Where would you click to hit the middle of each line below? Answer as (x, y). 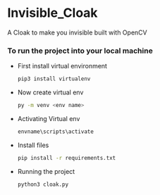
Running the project (46, 171)
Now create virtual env (50, 92)
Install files (33, 145)
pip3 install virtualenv (54, 79)
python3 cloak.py (43, 184)
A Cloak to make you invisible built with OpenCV (77, 32)
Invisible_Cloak (53, 13)
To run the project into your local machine (80, 51)
